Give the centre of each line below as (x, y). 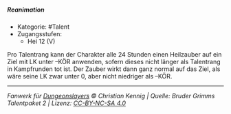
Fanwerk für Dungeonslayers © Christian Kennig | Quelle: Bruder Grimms (111, 96)
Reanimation (26, 10)
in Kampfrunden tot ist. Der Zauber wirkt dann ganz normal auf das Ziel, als (114, 69)
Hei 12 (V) (41, 41)
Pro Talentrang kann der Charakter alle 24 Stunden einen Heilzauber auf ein (114, 54)
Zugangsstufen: (40, 33)
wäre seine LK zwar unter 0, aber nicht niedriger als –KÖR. (90, 76)
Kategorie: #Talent (43, 27)
